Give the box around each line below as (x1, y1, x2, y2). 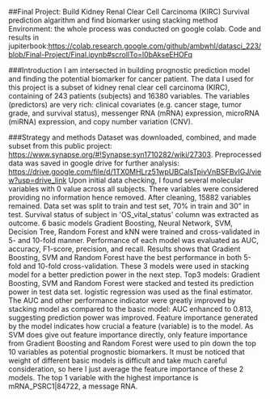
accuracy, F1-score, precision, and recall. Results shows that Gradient (8, 244, 241, 254)
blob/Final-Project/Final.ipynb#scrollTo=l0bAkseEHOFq (8, 50, 192, 59)
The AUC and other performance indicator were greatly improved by (8, 296, 236, 305)
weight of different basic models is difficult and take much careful (8, 355, 228, 365)
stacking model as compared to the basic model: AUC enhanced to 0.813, (8, 304, 253, 313)
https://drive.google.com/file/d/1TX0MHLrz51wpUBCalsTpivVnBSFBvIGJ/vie (8, 167, 262, 176)
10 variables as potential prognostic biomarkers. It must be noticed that (8, 347, 245, 356)
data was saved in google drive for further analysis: (8, 158, 180, 168)
